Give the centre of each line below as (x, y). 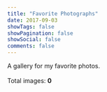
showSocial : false (34, 40)
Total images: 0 (30, 80)
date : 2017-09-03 (33, 20)
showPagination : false (40, 33)
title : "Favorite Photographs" (53, 14)
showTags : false (31, 26)
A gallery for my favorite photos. (53, 66)
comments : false (31, 46)
